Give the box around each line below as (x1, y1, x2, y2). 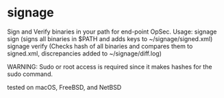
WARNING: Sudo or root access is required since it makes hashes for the (7, 62, 212, 71)
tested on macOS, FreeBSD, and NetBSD (7, 83, 122, 91)
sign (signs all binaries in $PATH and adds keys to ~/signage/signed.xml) (7, 34, 213, 42)
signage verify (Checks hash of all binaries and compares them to (7, 42, 193, 50)
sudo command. (7, 70, 53, 78)
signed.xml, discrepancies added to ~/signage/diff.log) (7, 49, 162, 58)
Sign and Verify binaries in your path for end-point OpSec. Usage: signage (7, 27, 217, 36)
